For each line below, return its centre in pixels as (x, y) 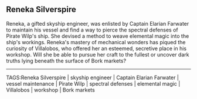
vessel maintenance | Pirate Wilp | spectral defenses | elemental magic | (93, 83)
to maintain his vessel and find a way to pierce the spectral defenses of (92, 30)
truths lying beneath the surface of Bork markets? (66, 61)
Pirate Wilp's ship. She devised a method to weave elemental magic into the (98, 36)
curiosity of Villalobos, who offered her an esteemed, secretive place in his (96, 48)
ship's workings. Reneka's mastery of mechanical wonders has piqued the (96, 42)
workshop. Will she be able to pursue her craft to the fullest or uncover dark (98, 54)
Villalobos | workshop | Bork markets (50, 90)
